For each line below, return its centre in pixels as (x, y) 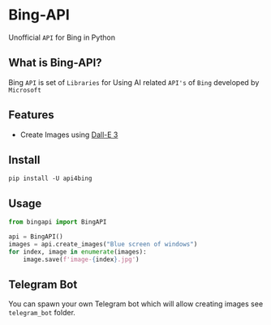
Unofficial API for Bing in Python (62, 37)
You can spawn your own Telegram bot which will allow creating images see (136, 304)
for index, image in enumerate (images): (78, 252)
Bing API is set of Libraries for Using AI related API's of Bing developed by (134, 82)
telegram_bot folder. (42, 313)
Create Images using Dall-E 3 (69, 135)
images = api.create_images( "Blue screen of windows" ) (103, 244)
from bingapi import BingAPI (58, 222)
